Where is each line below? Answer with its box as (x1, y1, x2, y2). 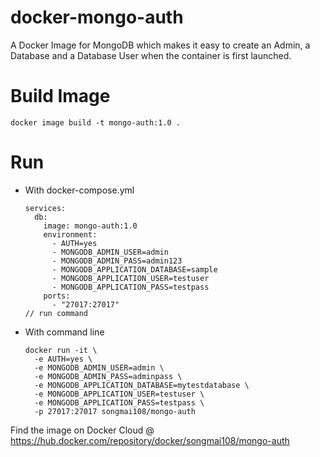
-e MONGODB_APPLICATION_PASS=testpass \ (34, 397, 205, 408)
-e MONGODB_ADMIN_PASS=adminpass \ (34, 371, 183, 381)
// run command (24, 308, 89, 318)
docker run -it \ (24, 345, 98, 355)
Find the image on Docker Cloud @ (10, 424, 155, 436)
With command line (24, 326, 105, 338)
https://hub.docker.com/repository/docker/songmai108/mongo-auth (10, 434, 290, 446)
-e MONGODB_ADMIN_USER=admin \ (34, 362, 165, 373)
